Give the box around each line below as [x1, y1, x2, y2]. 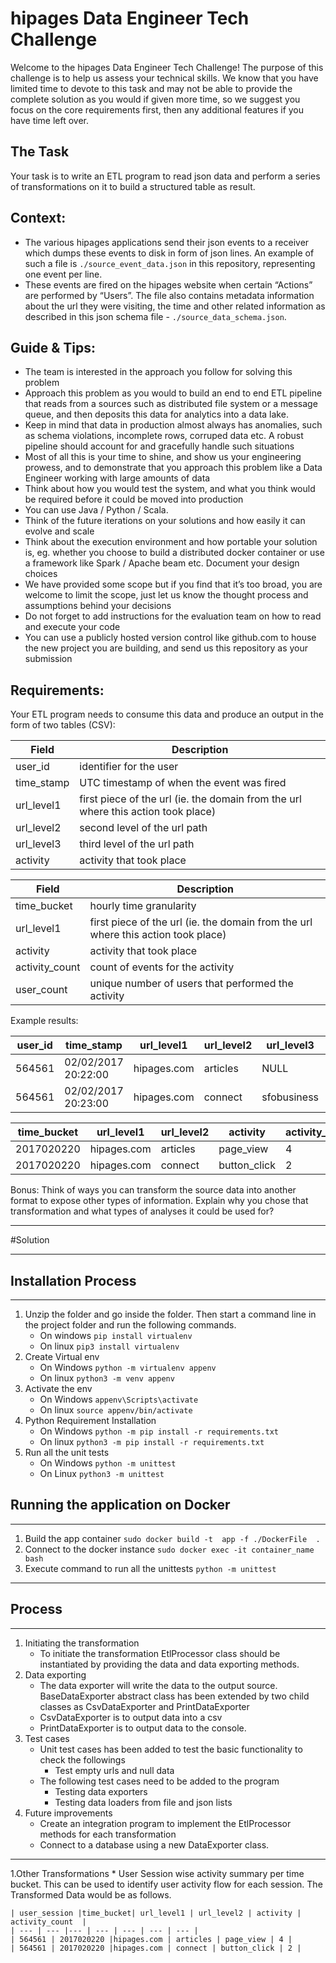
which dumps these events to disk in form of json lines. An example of [24, 247, 315, 259]
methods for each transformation [39, 1828, 177, 1840]
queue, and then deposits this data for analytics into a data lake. [24, 408, 289, 421]
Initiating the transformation [24, 1637, 140, 1649]
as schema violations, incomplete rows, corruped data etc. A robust [24, 430, 304, 442]
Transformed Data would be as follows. [10, 1888, 172, 1901]
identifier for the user [79, 760, 179, 774]
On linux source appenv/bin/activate [39, 1404, 193, 1416]
